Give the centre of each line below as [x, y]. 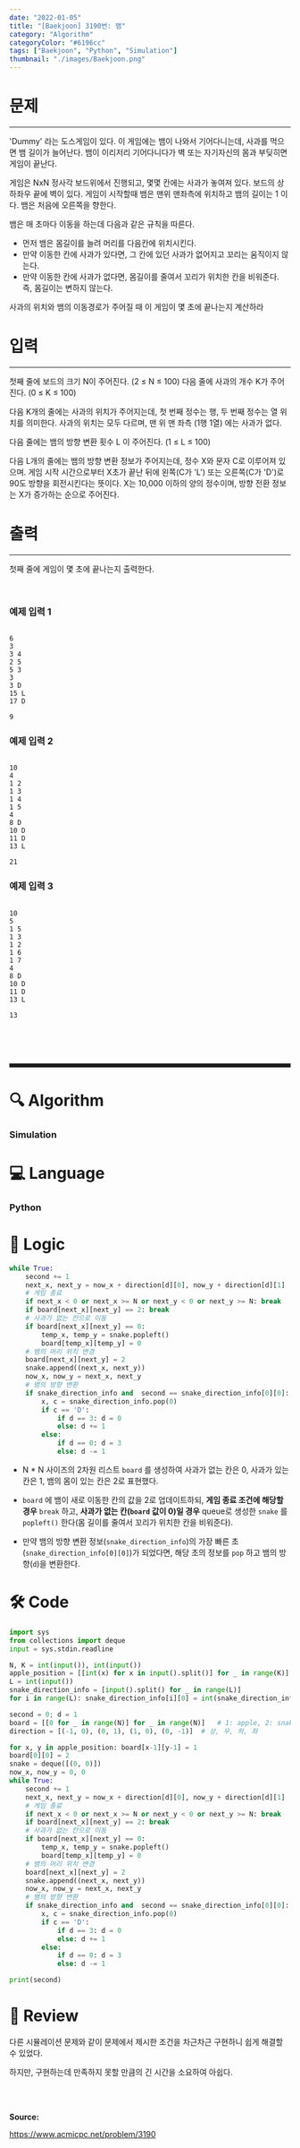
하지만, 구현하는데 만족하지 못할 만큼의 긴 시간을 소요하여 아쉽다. [121, 2072]
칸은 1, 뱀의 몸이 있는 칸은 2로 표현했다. [90, 1481]
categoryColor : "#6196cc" [57, 43]
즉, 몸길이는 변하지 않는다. [67, 288]
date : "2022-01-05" [46, 17]
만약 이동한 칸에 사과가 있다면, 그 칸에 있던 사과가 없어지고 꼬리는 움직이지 [150, 254]
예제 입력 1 [30, 612]
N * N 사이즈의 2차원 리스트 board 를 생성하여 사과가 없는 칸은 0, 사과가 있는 [155, 1469]
